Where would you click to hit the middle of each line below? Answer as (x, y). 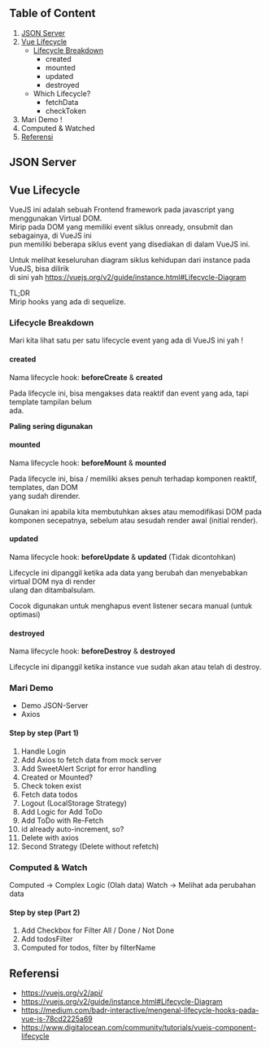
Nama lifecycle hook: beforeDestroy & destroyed (92, 651)
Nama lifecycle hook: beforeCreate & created (86, 377)
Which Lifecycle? (62, 94)
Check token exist (51, 785)
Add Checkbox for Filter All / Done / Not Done (98, 930)
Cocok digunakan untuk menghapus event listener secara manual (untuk (131, 605)
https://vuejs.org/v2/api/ (62, 993)
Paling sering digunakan (51, 426)
